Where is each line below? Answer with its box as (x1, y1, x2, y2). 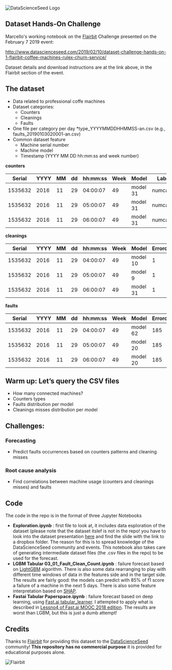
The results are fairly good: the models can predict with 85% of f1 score (12, 577, 165, 583)
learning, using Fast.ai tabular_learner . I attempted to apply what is (12, 599, 154, 605)
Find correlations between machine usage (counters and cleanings (12, 478, 154, 485)
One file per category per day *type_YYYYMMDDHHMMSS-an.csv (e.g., (12, 125, 165, 131)
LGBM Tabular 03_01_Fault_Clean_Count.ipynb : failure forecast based (12, 561, 164, 567)
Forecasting (5, 437, 36, 444)
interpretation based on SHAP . (12, 588, 77, 594)
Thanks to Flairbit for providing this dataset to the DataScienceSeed (5, 638, 148, 644)
